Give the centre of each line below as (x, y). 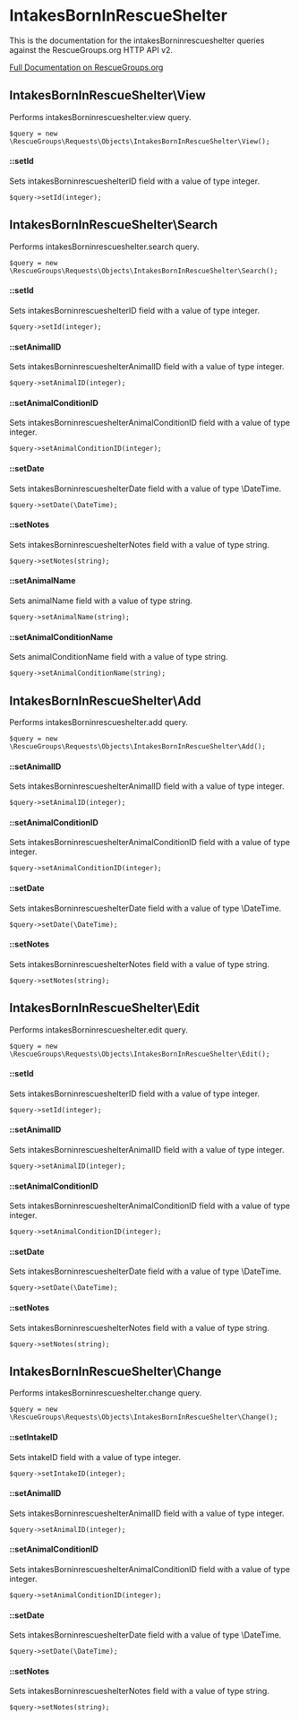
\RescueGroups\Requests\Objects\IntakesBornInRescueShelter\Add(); (138, 747)
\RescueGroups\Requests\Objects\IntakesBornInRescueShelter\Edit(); (140, 1054)
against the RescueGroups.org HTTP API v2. (91, 49)
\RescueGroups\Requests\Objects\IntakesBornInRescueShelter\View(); (140, 141)
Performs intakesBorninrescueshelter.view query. (100, 117)
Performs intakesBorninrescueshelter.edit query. (98, 1029)
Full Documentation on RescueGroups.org (86, 67)
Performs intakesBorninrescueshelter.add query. (99, 722)
